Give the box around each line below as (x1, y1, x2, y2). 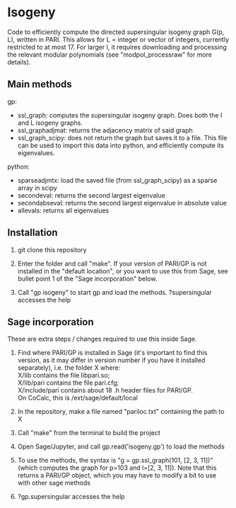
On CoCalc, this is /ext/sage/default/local (17, 394, 138, 402)
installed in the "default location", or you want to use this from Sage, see (17, 266, 228, 275)
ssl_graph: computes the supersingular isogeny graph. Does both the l (17, 111, 223, 119)
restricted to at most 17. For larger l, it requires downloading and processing (7, 43, 228, 51)
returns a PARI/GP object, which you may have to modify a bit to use (17, 471, 217, 480)
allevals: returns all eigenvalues (17, 206, 110, 215)
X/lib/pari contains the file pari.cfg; (17, 378, 119, 387)
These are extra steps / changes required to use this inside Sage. (7, 334, 197, 344)
